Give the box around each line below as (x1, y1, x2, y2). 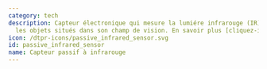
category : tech (8, 11, 59, 20)
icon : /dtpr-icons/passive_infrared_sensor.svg (8, 33, 169, 42)
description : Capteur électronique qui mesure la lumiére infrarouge (8, 19, 244, 27)
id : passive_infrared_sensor (8, 41, 105, 49)
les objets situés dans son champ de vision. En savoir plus (15, 26, 222, 34)
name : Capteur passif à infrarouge (8, 48, 126, 56)
